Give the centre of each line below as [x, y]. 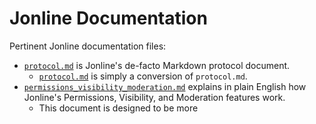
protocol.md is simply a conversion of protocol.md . [143, 76]
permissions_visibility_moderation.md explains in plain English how [165, 86]
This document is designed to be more [118, 108]
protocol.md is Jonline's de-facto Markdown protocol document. [157, 65]
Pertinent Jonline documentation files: [88, 46]
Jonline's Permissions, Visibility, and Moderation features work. [154, 97]
